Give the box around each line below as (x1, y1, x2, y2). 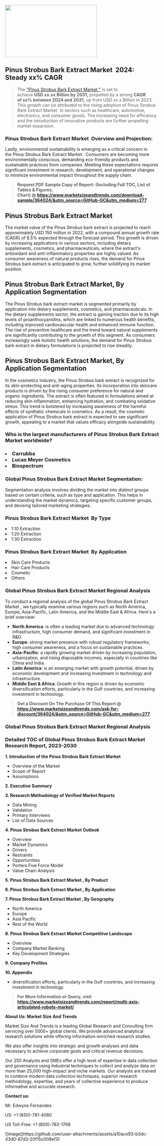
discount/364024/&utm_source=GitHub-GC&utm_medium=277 (17, 711, 150, 717)
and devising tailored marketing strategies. (5, 502, 92, 508)
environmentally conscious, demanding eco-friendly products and (5, 157, 139, 162)
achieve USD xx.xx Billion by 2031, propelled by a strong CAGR (17, 92, 146, 97)
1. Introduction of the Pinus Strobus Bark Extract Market (5, 754, 121, 759)
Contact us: (5, 1093, 29, 1099)
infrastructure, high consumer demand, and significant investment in (12, 629, 151, 635)
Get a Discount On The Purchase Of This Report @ (17, 700, 121, 707)
